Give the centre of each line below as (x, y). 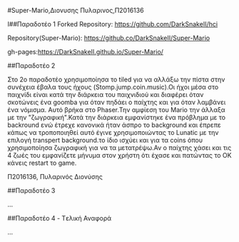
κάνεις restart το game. (42, 163)
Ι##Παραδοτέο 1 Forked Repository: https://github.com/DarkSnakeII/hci (113, 24)
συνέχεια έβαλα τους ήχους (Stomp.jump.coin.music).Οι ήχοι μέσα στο (113, 87)
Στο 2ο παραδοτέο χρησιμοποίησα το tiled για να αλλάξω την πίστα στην (116, 79)
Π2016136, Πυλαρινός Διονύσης (55, 177)
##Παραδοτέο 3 (31, 191)
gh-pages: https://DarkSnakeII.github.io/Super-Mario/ (86, 52)
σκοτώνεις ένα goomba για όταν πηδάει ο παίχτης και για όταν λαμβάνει (117, 102)
